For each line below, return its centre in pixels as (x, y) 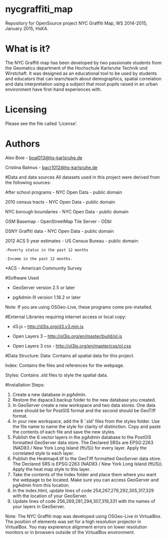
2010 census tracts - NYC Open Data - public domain (60, 202)
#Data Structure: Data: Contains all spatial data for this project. (70, 355)
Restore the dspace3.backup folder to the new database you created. (84, 399)
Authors (23, 144)
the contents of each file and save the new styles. (64, 432)
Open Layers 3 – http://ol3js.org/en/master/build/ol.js (67, 336)
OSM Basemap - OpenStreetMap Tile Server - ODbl (58, 221)
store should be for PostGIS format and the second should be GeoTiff (84, 411)
